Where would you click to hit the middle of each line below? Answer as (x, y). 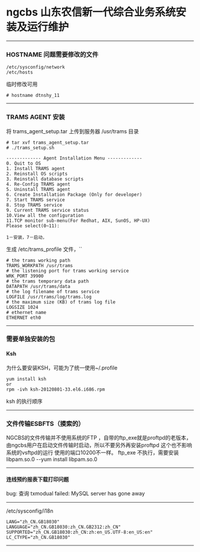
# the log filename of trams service (53, 291)
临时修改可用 (22, 84)
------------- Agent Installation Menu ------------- (74, 158)
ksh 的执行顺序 (24, 401)
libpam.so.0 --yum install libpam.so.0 (52, 459)
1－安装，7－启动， (27, 237)
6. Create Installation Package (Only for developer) (74, 195)
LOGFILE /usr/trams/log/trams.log (49, 297)
